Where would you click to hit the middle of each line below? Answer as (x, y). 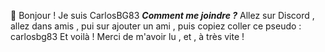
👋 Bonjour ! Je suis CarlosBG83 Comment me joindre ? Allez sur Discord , (162, 15)
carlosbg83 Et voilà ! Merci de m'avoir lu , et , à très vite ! (127, 36)
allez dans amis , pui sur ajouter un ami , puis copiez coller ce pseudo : (156, 26)
